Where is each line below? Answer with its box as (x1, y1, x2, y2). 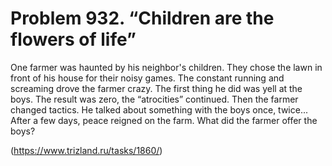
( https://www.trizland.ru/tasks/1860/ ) (10, 144, 163, 156)
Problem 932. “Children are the (10, 7, 275, 30)
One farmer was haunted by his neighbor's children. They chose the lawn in (10, 61, 323, 73)
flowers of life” (10, 28, 137, 51)
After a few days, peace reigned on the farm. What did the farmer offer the (10, 114, 318, 126)
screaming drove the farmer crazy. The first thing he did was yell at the (10, 82, 303, 94)
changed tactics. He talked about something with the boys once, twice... (10, 103, 309, 116)
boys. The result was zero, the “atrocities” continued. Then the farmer (10, 93, 299, 105)
